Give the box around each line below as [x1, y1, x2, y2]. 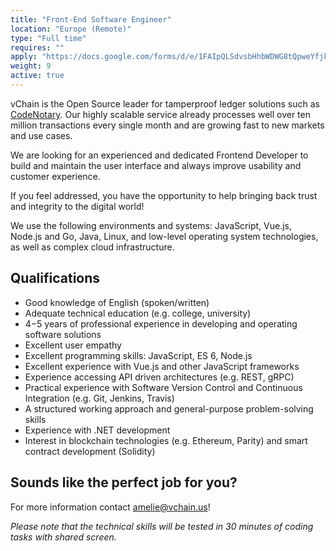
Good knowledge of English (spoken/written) [24, 296, 210, 308]
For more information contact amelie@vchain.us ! [10, 501, 211, 513]
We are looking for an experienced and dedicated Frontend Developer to [10, 149, 309, 161]
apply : [10, 52, 38, 62]
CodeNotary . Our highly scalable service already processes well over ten [10, 108, 311, 120]
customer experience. [10, 170, 101, 182]
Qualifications [10, 270, 101, 287]
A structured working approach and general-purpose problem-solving [24, 402, 314, 415]
